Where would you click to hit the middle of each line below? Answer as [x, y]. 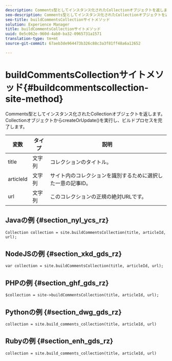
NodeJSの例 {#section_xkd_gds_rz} [63, 254]
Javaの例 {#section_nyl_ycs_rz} [57, 220]
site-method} [34, 99]
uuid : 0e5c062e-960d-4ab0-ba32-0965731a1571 [53, 34]
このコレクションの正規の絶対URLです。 [98, 196]
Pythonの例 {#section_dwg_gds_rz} [63, 312]
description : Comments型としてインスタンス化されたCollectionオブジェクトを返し [84, 10]
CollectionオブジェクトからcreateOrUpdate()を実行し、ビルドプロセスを [82, 120]
